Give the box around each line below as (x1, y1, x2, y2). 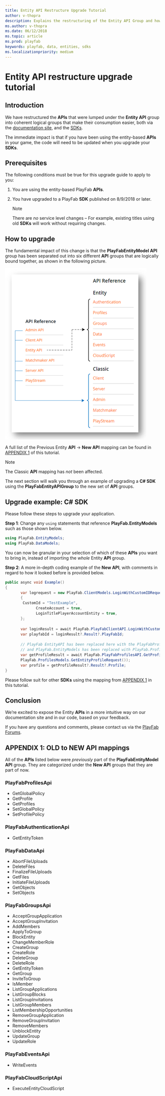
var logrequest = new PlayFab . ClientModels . (20, 590, 113, 595)
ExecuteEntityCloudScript (12, 1085, 64, 1091)
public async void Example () (5, 580, 65, 585)
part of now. (5, 767, 29, 773)
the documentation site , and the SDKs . (5, 124, 83, 130)
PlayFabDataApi (5, 847, 45, 854)
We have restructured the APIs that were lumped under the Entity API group (5, 114, 160, 120)
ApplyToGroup (12, 929, 42, 935)
